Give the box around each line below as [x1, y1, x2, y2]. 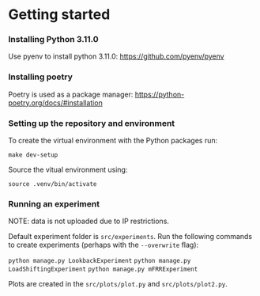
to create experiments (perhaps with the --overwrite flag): [8, 240, 199, 250]
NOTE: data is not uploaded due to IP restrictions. [8, 216, 170, 226]
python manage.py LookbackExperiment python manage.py [8, 257, 191, 265]
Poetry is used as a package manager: [8, 89, 134, 99]
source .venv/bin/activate [8, 180, 97, 188]
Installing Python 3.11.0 [8, 34, 99, 45]
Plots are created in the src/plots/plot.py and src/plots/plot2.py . [8, 279, 228, 289]
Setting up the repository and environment [8, 117, 175, 128]
